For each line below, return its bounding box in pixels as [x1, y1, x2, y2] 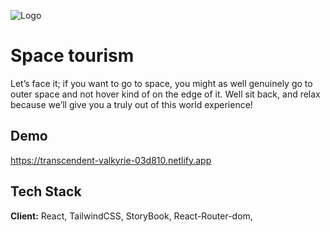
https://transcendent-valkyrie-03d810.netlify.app [10, 154, 212, 166]
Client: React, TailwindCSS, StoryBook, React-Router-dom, [10, 210, 253, 222]
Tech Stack [10, 183, 82, 200]
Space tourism [10, 45, 135, 67]
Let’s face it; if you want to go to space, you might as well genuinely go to [10, 77, 313, 89]
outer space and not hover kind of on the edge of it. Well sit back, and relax [10, 88, 321, 100]
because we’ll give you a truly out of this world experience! [10, 98, 253, 110]
